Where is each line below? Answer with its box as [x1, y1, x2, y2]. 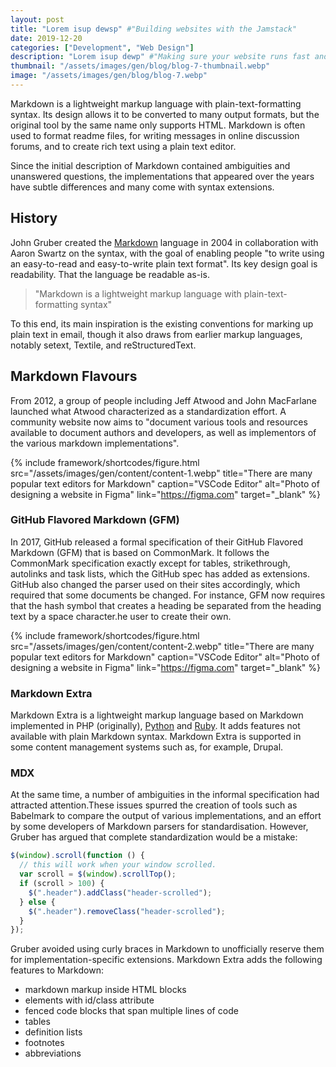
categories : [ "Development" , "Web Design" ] [10, 42, 195, 53]
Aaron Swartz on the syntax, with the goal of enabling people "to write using [10, 247, 325, 259]
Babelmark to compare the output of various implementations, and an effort [10, 810, 322, 822]
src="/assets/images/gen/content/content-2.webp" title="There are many [10, 640, 315, 652]
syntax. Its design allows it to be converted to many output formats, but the [10, 108, 320, 120]
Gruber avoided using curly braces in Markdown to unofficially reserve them [10, 943, 325, 955]
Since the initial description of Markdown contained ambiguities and [10, 159, 291, 171]
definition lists [24, 1026, 83, 1038]
